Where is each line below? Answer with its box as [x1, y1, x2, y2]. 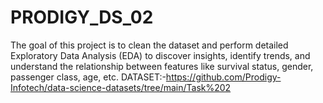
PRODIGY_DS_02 [10, 6, 154, 29]
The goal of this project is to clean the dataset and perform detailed [10, 39, 289, 51]
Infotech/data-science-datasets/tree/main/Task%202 [10, 81, 232, 93]
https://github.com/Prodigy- [165, 71, 282, 83]
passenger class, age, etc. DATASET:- [10, 71, 167, 83]
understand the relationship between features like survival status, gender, [10, 60, 314, 72]
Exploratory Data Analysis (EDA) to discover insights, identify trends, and [10, 49, 311, 61]
